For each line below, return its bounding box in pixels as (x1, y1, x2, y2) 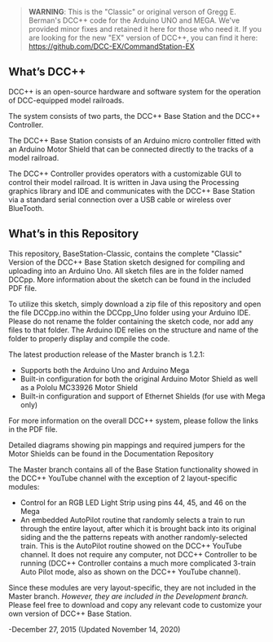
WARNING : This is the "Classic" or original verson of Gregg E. (28, 7, 236, 16)
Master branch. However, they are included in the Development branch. (8, 591, 249, 601)
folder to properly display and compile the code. (8, 333, 170, 343)
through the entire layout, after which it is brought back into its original (20, 523, 257, 533)
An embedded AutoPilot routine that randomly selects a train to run (20, 515, 245, 525)
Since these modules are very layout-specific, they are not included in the (8, 583, 257, 592)
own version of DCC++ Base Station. (8, 609, 132, 618)
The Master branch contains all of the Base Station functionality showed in (8, 464, 259, 474)
